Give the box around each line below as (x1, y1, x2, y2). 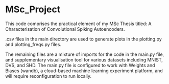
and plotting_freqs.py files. (5, 41, 61, 47)
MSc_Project (5, 4, 61, 15)
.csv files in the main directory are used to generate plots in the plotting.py (5, 36, 162, 42)
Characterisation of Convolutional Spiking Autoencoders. (5, 26, 125, 32)
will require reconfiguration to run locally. (5, 73, 92, 79)
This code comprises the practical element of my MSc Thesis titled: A (5, 20, 152, 27)
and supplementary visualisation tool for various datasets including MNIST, (5, 56, 163, 62)
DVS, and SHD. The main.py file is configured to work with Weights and (5, 62, 155, 68)
